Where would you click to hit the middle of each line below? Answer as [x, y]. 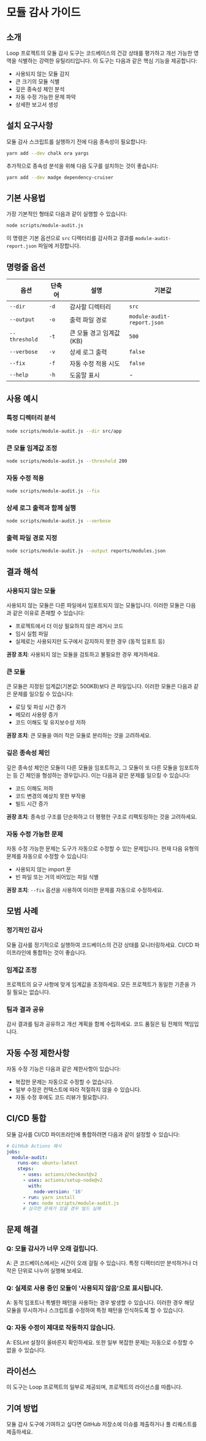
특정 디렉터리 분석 [31, 418]
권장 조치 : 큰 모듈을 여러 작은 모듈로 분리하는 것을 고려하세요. [79, 736]
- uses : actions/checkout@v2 [60, 1175]
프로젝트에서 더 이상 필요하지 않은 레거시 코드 [69, 626]
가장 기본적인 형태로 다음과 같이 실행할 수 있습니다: [67, 214]
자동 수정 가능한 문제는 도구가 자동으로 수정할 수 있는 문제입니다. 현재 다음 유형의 [103, 849]
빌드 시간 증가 [32, 803]
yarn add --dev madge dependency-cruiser [60, 177]
